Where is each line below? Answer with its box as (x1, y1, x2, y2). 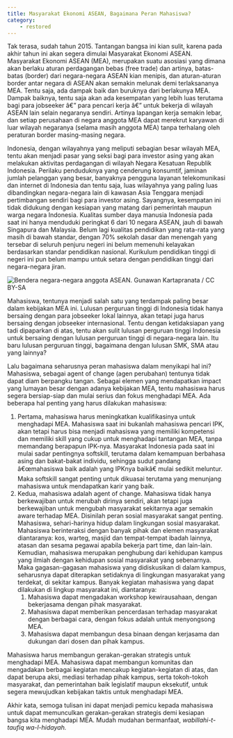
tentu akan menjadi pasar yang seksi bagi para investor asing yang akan (7, 152, 214, 160)
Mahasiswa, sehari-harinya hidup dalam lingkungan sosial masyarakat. (17, 519, 220, 527)
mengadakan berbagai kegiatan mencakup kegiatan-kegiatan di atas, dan (7, 666, 218, 674)
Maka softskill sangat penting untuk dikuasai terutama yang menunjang (17, 474, 222, 483)
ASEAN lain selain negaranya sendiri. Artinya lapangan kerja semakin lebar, (7, 109, 223, 117)
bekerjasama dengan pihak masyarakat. (27, 600, 143, 609)
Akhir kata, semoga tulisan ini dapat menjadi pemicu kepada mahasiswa (7, 701, 214, 709)
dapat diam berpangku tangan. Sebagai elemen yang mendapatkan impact (7, 377, 221, 385)
